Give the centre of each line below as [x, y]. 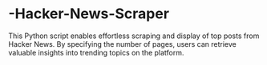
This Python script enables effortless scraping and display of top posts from [134, 36]
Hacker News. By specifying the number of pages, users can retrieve [122, 44]
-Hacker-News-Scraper [89, 14]
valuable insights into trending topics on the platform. [96, 52]
